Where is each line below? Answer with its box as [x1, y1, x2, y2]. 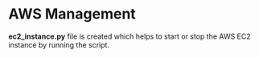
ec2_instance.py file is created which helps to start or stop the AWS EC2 [8, 31, 251, 41]
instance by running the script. [8, 39, 110, 49]
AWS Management [8, 5, 137, 23]
